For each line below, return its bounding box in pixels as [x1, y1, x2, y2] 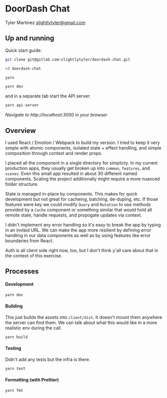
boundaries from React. [5, 237, 54, 243]
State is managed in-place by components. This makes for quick [5, 190, 138, 196]
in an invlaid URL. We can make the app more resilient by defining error [5, 227, 152, 233]
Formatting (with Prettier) [5, 377, 59, 383]
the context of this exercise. [5, 252, 62, 258]
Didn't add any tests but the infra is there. [5, 356, 91, 362]
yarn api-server [5, 103, 39, 108]
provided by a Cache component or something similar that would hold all [5, 206, 152, 212]
